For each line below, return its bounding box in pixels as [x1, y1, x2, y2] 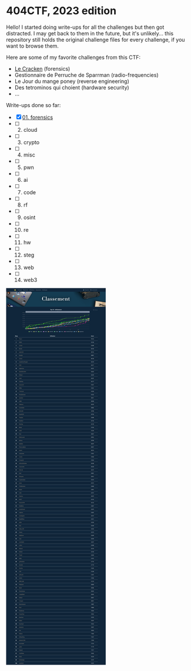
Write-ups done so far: [6, 101, 61, 108]
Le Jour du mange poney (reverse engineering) [14, 78, 129, 85]
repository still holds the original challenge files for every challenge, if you [6, 36, 185, 43]
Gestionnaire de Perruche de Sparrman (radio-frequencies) [14, 71, 159, 78]
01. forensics [22, 114, 53, 121]
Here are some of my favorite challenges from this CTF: [6, 54, 141, 61]
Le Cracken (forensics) [14, 65, 71, 72]
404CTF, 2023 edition [6, 4, 116, 18]
